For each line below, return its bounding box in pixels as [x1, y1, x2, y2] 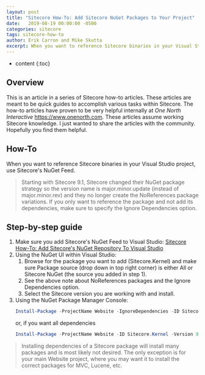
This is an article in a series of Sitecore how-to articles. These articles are [6, 93, 192, 101]
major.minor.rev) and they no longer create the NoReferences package [21, 191, 199, 198]
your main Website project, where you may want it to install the [21, 355, 180, 363]
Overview [6, 78, 45, 88]
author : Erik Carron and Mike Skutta [6, 37, 103, 43]
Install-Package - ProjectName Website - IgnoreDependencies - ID [15, 308, 180, 315]
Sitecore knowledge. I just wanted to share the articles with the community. [6, 120, 196, 127]
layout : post [6, 9, 40, 15]
